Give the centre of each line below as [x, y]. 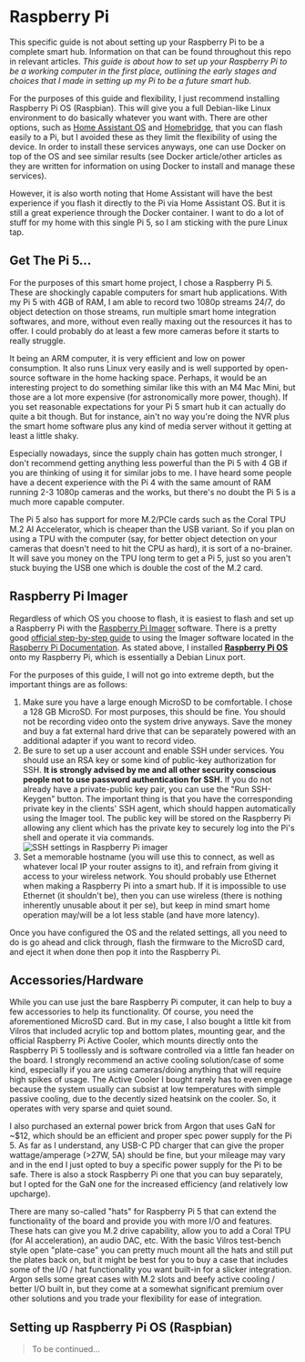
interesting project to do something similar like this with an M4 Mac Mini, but [152, 387]
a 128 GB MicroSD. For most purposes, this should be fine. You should [154, 711]
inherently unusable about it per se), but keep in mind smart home [146, 905]
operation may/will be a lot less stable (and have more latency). [141, 915]
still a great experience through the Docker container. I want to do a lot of [147, 212]
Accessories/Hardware [76, 980]
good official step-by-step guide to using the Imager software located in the [152, 637]
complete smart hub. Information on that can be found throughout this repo [150, 51]
